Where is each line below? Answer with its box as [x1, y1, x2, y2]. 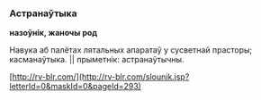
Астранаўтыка [9, 7, 78, 20]
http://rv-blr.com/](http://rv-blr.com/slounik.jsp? [12, 71, 190, 82]
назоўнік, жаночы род [9, 28, 98, 38]
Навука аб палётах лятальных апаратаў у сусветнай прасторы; [9, 45, 253, 55]
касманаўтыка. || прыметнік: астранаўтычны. [9, 54, 184, 65]
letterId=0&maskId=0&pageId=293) [9, 81, 142, 92]
